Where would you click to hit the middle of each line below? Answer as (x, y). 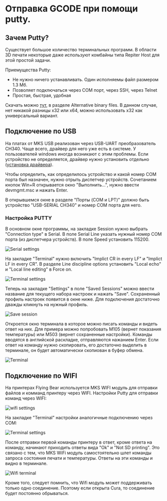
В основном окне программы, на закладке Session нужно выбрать (77, 229)
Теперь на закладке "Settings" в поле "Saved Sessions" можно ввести (80, 289)
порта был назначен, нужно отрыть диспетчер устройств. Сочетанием (81, 179)
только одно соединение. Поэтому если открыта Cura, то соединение (80, 488)
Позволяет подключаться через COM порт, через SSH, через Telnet (85, 90)
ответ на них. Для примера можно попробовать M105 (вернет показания (83, 329)
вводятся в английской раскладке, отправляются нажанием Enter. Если (82, 340)
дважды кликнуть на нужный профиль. (47, 305)
